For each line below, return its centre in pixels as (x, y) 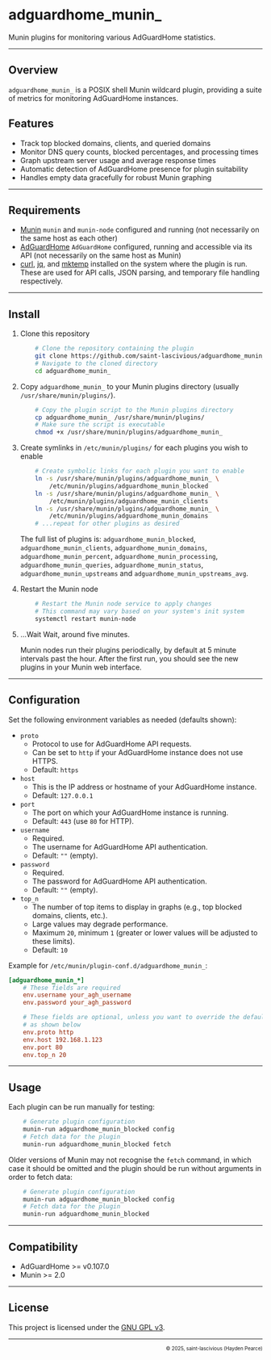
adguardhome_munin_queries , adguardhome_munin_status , (112, 565)
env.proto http (48, 1032)
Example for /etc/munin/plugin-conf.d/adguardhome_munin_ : (108, 965)
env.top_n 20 (45, 1055)
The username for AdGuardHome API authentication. (120, 846)
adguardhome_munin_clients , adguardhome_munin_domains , (113, 548)
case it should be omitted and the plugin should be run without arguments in (135, 1168)
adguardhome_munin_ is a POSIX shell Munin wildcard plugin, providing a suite (135, 90)
